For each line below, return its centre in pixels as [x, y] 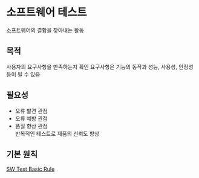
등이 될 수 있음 [23, 74]
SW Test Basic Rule [31, 169]
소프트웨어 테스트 [47, 12]
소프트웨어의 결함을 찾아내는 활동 [45, 30]
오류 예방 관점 [31, 118]
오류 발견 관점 [31, 111]
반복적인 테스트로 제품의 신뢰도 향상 [57, 133]
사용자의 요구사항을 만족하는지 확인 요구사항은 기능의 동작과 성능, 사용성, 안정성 [100, 66]
